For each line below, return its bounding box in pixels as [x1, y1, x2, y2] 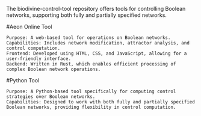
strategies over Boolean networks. [6, 94, 96, 100]
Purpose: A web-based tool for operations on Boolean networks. [6, 35, 171, 41]
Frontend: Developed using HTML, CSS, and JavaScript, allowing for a [6, 50, 187, 56]
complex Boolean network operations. [6, 66, 101, 72]
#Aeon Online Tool [6, 23, 52, 30]
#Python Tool [6, 77, 40, 84]
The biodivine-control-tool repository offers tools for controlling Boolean [6, 5, 186, 12]
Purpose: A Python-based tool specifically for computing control [6, 88, 176, 94]
